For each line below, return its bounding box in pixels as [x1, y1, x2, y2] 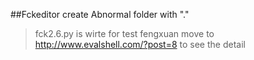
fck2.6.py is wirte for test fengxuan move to [34, 28, 215, 39]
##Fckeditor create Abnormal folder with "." [10, 9, 190, 20]
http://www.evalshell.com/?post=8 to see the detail [34, 39, 246, 50]
